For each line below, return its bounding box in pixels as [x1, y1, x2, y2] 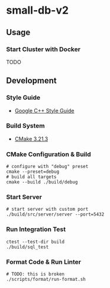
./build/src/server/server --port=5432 [6, 211, 105, 217]
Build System [6, 122, 46, 130]
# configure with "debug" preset [6, 164, 89, 170]
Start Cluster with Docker [6, 45, 81, 53]
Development [6, 75, 57, 86]
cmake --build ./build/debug [6, 179, 78, 185]
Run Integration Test [6, 225, 66, 233]
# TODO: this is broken [6, 271, 65, 277]
